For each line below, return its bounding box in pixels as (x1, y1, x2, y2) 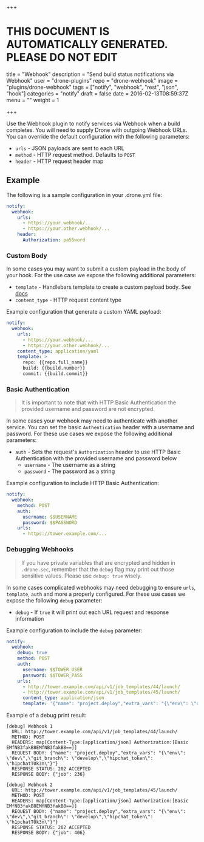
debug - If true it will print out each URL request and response (15, 609, 169, 616)
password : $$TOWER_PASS (22, 672, 83, 678)
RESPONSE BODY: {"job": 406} (12, 830, 86, 836)
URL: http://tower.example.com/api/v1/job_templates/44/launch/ (12, 729, 178, 735)
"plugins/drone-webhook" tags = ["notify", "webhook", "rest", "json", (6, 83, 178, 91)
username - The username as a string (24, 461, 116, 469)
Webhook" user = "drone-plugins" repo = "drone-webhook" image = (6, 77, 178, 84)
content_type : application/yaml (17, 348, 99, 354)
